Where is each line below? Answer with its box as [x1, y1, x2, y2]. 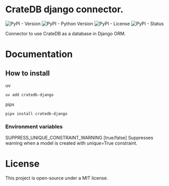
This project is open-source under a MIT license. [5, 175, 109, 181]
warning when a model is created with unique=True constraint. [5, 140, 138, 147]
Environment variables [5, 123, 63, 130]
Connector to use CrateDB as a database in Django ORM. [5, 30, 126, 36]
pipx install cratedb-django [5, 111, 68, 116]
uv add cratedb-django [5, 92, 54, 97]
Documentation [5, 49, 73, 60]
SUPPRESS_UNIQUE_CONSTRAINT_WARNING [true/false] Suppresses [5, 135, 154, 141]
